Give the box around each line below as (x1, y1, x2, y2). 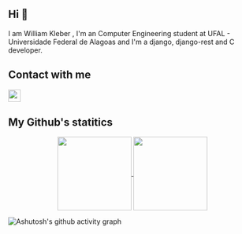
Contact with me (8, 68, 91, 82)
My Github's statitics (8, 115, 113, 130)
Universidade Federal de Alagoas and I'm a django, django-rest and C (8, 37, 235, 46)
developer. (8, 45, 43, 55)
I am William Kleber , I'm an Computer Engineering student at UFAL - (8, 28, 231, 38)
